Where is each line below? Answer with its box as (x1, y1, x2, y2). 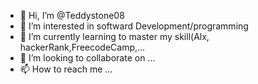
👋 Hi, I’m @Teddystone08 (19, 10, 125, 21)
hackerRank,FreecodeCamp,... (19, 41, 146, 53)
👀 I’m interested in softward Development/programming (19, 20, 249, 32)
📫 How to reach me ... (19, 63, 113, 75)
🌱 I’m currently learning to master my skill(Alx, (19, 31, 210, 42)
